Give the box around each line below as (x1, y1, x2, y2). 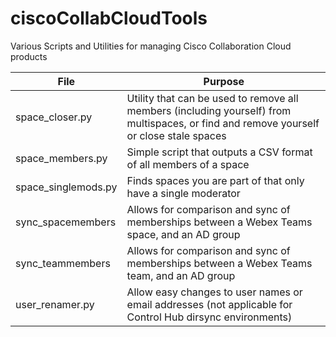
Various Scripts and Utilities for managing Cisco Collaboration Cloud (10, 40, 292, 52)
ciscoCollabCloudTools (10, 7, 208, 30)
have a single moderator (126, 186, 241, 200)
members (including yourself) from (126, 103, 292, 117)
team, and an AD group (126, 268, 236, 282)
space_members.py (15, 151, 108, 165)
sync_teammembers (15, 256, 111, 270)
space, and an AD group (126, 227, 241, 241)
